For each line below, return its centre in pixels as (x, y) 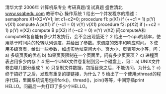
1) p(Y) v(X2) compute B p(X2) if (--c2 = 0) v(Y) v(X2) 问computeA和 (75, 30)
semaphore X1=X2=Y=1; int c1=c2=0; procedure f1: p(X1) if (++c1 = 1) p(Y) (80, 19)
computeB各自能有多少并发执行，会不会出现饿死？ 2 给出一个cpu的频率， (81, 37)
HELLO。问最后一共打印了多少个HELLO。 (47, 86)
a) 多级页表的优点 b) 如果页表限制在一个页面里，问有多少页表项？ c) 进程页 (82, 55)
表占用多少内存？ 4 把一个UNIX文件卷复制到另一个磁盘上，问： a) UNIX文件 (83, 61)
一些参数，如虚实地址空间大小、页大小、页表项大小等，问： (101, 49)
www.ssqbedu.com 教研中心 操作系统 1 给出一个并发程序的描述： (72, 13)
